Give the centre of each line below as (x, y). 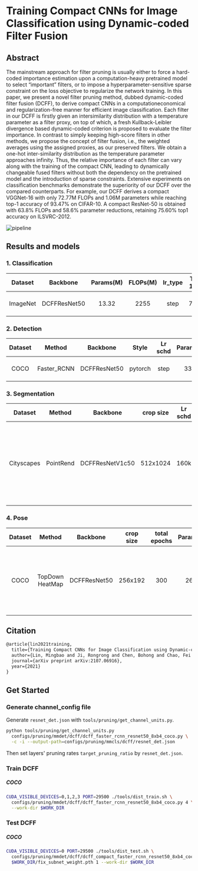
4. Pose (17, 518)
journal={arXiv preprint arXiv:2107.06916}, (67, 661)
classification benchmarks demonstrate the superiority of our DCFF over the (99, 185)
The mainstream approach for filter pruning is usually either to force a (91, 72)
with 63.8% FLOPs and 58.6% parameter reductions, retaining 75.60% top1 (97, 210)
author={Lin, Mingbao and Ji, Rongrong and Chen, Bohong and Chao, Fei (101, 655)
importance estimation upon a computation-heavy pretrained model (105, 78)
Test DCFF (21, 823)
